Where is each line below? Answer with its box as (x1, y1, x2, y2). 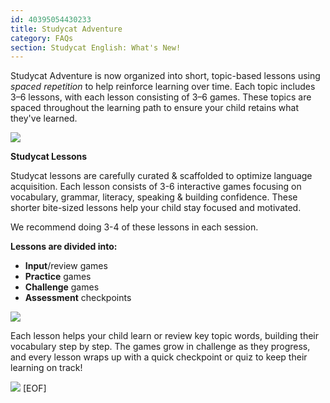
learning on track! (10, 362, 83, 374)
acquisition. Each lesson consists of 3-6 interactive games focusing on (10, 181, 302, 193)
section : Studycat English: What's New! (10, 42, 182, 53)
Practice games (24, 271, 92, 283)
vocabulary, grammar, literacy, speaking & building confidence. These (10, 191, 298, 203)
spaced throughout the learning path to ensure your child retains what (10, 102, 300, 114)
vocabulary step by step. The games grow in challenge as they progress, (10, 341, 311, 353)
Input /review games (24, 260, 108, 272)
